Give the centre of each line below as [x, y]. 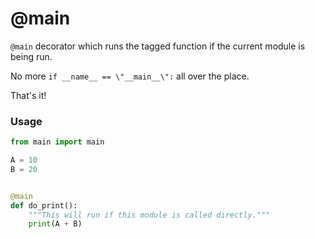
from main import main [57, 142]
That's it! [28, 95]
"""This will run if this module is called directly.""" [149, 215]
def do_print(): [44, 205]
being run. [31, 56]
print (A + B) [55, 224]
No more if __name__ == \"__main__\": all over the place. [130, 76]
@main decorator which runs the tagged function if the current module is [158, 46]
